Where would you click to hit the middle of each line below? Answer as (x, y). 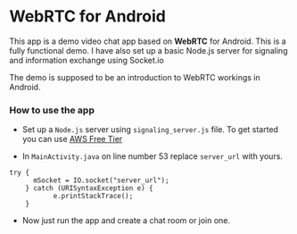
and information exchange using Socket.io (87, 60)
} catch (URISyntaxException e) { (89, 188)
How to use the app (52, 110)
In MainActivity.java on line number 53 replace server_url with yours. (153, 156)
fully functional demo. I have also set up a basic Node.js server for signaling (148, 50)
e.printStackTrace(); (93, 196)
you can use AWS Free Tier (72, 139)
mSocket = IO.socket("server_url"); (101, 180)
